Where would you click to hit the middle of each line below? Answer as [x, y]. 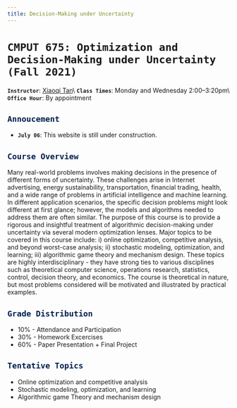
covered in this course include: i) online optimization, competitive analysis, [115, 240]
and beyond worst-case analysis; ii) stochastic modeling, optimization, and [116, 247]
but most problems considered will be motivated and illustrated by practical [117, 285]
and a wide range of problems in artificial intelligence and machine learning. [117, 195]
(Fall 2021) [42, 72]
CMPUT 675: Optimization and [93, 47]
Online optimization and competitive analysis [83, 382]
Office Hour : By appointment [49, 98]
